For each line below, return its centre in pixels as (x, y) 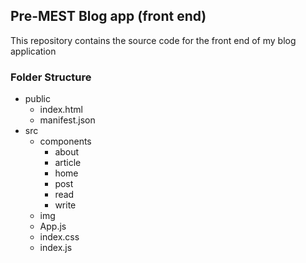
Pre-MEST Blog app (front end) (108, 16)
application (33, 51)
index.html (61, 110)
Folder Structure (51, 77)
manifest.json (67, 120)
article (68, 163)
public (37, 99)
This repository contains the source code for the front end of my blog (153, 40)
